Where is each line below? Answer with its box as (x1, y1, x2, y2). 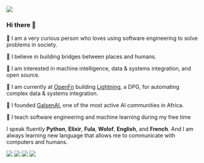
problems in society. (6, 41, 58, 48)
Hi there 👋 (6, 20, 37, 29)
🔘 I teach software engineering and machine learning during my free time (6, 113, 191, 121)
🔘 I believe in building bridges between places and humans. (6, 53, 157, 61)
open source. (6, 71, 40, 79)
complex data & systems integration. (6, 89, 99, 97)
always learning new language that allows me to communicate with (6, 132, 176, 139)
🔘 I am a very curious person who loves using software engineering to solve (6, 34, 198, 42)
